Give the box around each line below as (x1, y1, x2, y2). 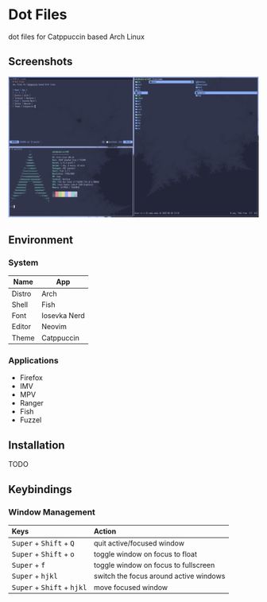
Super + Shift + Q (11, 538, 75, 548)
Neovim (41, 322, 68, 332)
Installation (8, 438, 65, 452)
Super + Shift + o (11, 549, 75, 558)
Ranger (19, 398, 44, 408)
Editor (11, 322, 32, 332)
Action (94, 526, 117, 536)
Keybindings (8, 483, 73, 496)
